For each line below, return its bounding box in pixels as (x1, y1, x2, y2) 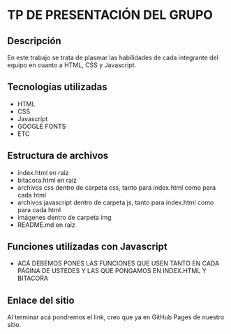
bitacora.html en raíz (17, 176, 77, 184)
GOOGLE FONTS (17, 122, 66, 130)
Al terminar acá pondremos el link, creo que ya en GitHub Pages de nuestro (7, 313, 225, 321)
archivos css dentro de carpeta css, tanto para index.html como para (17, 183, 216, 192)
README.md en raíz (17, 221, 75, 229)
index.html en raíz (17, 168, 69, 176)
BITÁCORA (17, 274, 49, 283)
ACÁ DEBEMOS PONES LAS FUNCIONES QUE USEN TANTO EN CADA (17, 259, 220, 267)
